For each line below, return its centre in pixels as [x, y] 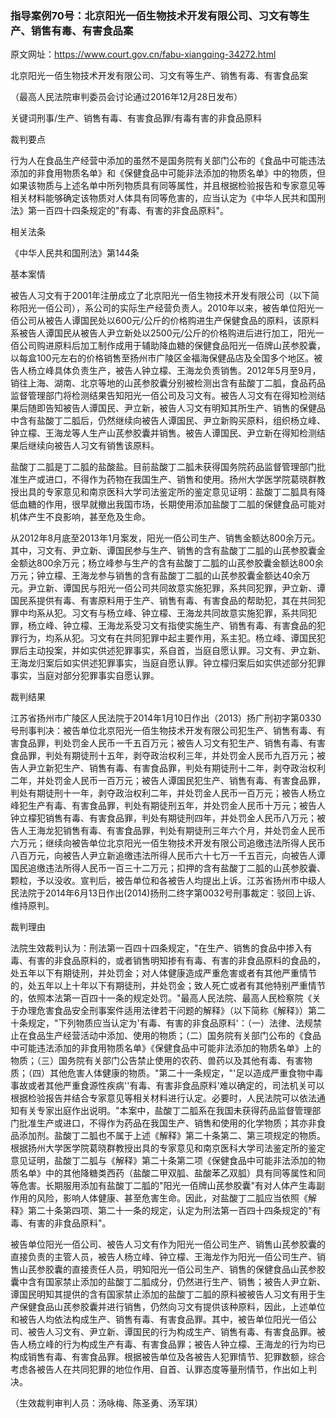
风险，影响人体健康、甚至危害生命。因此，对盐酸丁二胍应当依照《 [172, 1198]
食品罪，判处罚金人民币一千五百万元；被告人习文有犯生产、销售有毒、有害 [172, 743]
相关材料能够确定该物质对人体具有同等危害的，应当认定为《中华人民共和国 [163, 198]
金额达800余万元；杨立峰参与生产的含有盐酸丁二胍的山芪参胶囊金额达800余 [167, 563]
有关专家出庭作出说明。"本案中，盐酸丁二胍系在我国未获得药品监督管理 [165, 1111]
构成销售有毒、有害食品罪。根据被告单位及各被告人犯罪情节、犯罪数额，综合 [168, 1357]
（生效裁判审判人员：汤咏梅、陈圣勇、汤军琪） [106, 1403]
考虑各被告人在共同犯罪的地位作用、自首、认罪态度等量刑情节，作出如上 [159, 1369]
